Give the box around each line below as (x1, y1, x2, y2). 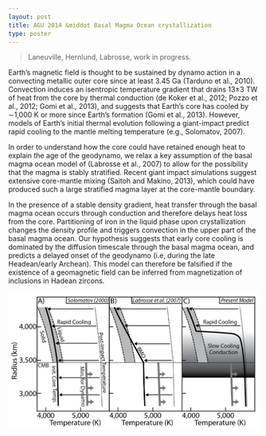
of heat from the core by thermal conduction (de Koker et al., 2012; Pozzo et (8, 93, 258, 103)
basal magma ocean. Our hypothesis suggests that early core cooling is (8, 234, 244, 243)
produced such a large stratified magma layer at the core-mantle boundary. (8, 185, 256, 194)
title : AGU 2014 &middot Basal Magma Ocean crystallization (8, 21, 213, 29)
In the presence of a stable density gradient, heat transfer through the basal (8, 200, 257, 210)
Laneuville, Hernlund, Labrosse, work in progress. (27, 53, 191, 62)
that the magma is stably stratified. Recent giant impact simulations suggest (8, 168, 257, 177)
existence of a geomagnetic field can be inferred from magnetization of (8, 267, 243, 278)
